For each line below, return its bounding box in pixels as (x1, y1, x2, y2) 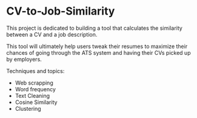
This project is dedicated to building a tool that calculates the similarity (6, 24, 183, 32)
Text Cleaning (15, 92, 50, 99)
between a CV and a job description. (6, 30, 98, 38)
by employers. (6, 55, 42, 63)
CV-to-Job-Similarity (6, 4, 115, 18)
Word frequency (15, 85, 56, 92)
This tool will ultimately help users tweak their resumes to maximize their (6, 43, 188, 50)
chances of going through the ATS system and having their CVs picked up (6, 49, 191, 56)
